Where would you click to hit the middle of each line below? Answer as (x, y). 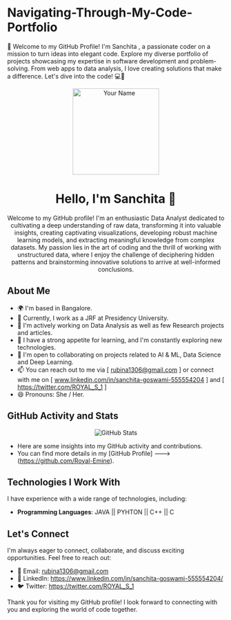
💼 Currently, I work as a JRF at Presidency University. (93, 318)
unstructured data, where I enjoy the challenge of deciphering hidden (116, 254)
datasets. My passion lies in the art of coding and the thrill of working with (116, 247)
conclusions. (116, 269)
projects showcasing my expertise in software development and (98, 61)
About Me (29, 291)
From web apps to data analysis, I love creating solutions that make (126, 68)
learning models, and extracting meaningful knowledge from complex (116, 240)
